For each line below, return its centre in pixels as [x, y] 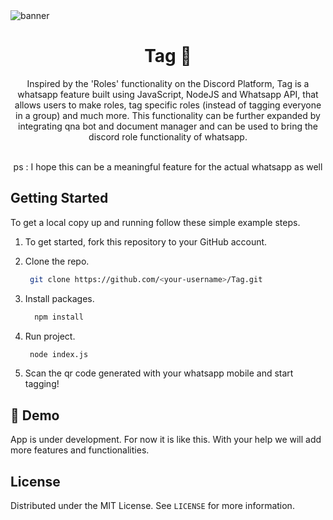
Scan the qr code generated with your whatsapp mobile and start [159, 373]
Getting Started [59, 198]
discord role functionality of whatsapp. [168, 136]
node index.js [59, 354]
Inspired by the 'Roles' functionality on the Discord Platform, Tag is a [168, 83]
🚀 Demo [35, 415]
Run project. [50, 336]
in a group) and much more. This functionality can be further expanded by [168, 115]
